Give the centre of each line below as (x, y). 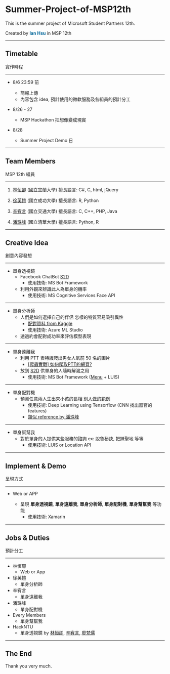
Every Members (29, 615)
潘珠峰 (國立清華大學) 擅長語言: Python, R (56, 222)
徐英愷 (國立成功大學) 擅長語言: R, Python (56, 200)
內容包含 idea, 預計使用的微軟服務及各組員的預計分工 (75, 99)
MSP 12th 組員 (20, 174)
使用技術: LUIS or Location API (59, 445)
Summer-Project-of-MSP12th (68, 9)
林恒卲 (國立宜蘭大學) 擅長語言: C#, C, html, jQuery (66, 189)
